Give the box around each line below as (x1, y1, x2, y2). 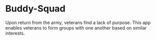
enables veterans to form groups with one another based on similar (5, 24, 147, 30)
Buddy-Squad (5, 3, 65, 14)
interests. (5, 30, 25, 36)
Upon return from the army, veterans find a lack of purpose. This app (5, 19, 151, 25)
